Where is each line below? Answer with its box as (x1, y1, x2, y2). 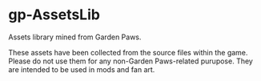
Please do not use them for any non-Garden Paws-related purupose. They (8, 56, 254, 66)
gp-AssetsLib (8, 6, 100, 24)
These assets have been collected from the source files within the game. (8, 47, 248, 57)
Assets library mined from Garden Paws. (8, 32, 142, 42)
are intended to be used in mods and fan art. (8, 64, 155, 74)
